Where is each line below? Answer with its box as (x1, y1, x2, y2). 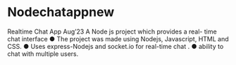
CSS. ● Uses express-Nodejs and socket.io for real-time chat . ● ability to (7, 42, 224, 50)
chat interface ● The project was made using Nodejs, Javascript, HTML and (7, 34, 229, 43)
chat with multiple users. (7, 50, 79, 58)
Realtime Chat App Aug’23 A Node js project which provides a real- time (7, 27, 217, 36)
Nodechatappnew (7, 4, 115, 20)
